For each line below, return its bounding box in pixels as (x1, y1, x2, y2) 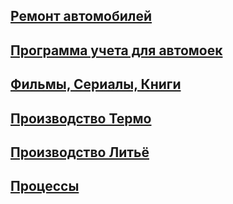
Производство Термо (10, 110, 152, 127)
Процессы (10, 178, 80, 195)
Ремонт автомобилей (10, 8, 153, 25)
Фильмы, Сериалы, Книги (10, 76, 182, 93)
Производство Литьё (10, 144, 150, 161)
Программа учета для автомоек (10, 42, 223, 59)
